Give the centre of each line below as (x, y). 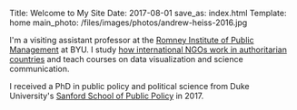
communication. (40, 69)
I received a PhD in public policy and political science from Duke (129, 86)
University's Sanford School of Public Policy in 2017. (107, 96)
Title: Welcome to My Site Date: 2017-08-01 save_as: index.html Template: (148, 13)
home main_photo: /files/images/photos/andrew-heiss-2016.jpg (129, 23)
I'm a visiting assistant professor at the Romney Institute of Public (132, 40)
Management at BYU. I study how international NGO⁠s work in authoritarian (148, 50)
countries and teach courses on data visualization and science (126, 59)
